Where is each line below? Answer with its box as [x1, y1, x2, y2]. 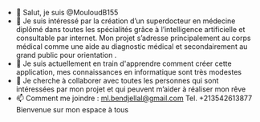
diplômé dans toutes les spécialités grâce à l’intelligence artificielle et [15, 25, 246, 34]
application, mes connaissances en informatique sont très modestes [15, 67, 242, 76]
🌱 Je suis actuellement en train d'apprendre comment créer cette [15, 59, 232, 68]
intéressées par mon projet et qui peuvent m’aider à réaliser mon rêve [15, 84, 246, 94]
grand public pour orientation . [15, 51, 117, 59]
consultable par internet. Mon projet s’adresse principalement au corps [15, 33, 251, 43]
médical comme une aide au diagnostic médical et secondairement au [15, 42, 248, 51]
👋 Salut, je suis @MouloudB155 [15, 8, 119, 17]
